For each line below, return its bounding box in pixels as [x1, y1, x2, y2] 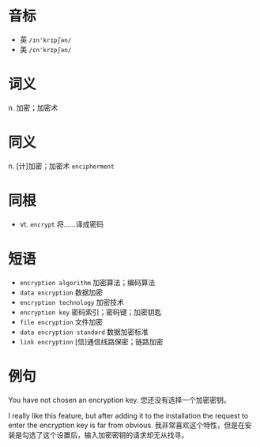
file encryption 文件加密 [19, 317, 104, 326]
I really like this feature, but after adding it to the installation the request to [8, 411, 249, 420]
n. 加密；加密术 [8, 103, 58, 112]
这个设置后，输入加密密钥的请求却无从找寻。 [42, 430, 188, 439]
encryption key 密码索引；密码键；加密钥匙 [19, 307, 162, 317]
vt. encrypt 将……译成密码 [19, 219, 104, 229]
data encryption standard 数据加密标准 [19, 327, 149, 336]
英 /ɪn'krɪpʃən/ [19, 35, 72, 44]
